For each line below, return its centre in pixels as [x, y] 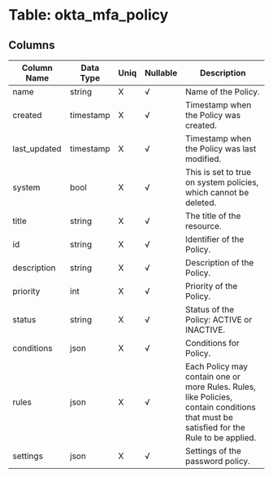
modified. [204, 159]
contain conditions [221, 407]
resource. [204, 226]
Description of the [220, 263]
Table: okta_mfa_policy [89, 15]
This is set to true [219, 172]
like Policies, [209, 397]
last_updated [37, 149]
